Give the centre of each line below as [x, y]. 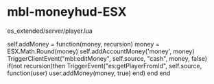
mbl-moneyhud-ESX [67, 12]
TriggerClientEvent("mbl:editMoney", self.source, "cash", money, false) [107, 58]
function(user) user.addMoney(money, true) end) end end [89, 73]
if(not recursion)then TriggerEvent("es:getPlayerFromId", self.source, [105, 66]
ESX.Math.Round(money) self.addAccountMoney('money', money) [101, 51]
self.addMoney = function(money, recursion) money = [83, 44]
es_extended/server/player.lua [50, 31]
